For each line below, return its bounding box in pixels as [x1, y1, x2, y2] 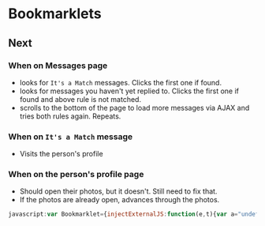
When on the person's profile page [8, 169, 144, 180]
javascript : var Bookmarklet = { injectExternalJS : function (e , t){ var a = [8, 210, 238, 218]
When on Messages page [8, 60, 108, 71]
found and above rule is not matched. [19, 94, 142, 104]
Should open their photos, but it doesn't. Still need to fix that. [19, 186, 218, 196]
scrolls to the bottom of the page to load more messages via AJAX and [19, 103, 250, 112]
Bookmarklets [8, 5, 102, 23]
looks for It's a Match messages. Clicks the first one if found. [19, 77, 222, 87]
